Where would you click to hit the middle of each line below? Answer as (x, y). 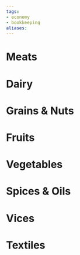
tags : (13, 11)
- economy (18, 17)
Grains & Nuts (40, 111)
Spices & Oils (39, 191)
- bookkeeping (23, 22)
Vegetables (34, 165)
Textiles (26, 245)
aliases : (17, 28)
